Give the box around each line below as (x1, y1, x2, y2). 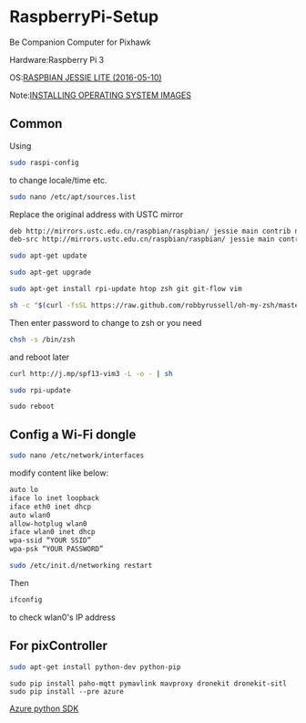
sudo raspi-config (9, 158, 79, 167)
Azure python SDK (9, 703, 79, 714)
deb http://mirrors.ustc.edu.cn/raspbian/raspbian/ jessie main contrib (9, 226, 291, 236)
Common (9, 116, 63, 131)
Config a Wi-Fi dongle (9, 426, 137, 442)
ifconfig (9, 595, 43, 604)
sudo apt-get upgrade (9, 267, 92, 278)
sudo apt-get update (9, 251, 88, 261)
